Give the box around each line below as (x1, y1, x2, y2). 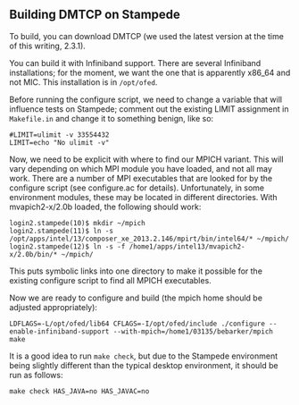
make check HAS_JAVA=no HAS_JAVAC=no (9, 386, 150, 396)
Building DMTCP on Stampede (9, 7, 181, 22)
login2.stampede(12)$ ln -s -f (9, 241, 126, 251)
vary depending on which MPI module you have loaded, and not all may (9, 163, 272, 173)
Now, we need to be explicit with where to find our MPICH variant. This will (9, 154, 284, 165)
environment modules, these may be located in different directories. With (9, 191, 278, 202)
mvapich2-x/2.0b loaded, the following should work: (9, 201, 202, 212)
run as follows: (9, 369, 63, 380)
